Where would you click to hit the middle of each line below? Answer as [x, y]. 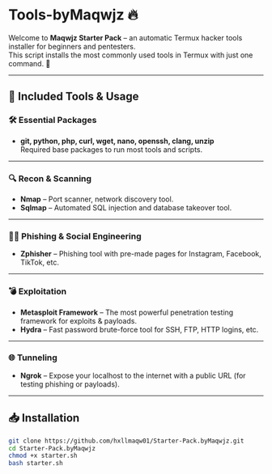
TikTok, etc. [39, 262]
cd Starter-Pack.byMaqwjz [52, 448]
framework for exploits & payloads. [79, 320]
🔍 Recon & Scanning [50, 178]
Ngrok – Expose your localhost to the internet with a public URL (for [133, 375]
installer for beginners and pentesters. [72, 46]
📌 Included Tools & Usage [74, 97]
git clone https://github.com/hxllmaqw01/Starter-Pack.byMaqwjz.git [126, 441]
